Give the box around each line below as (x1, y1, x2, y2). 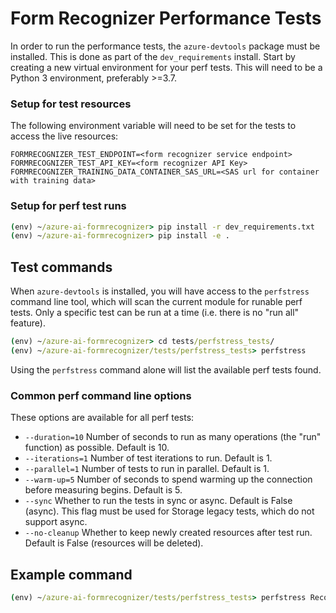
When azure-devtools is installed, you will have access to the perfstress (10, 285, 310, 297)
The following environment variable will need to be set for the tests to (10, 120, 297, 132)
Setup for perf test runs (10, 199, 127, 213)
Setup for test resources (10, 97, 132, 111)
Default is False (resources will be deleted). (24, 537, 204, 549)
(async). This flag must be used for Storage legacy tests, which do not (24, 505, 315, 517)
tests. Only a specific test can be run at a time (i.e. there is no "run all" (10, 307, 300, 319)
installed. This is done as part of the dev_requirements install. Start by (10, 50, 296, 62)
